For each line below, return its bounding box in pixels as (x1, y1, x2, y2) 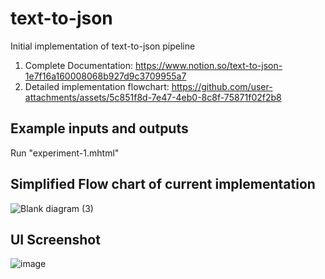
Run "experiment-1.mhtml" (10, 147, 120, 159)
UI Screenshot (10, 231, 101, 248)
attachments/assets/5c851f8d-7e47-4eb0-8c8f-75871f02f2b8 (24, 91, 282, 103)
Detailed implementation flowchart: (24, 80, 170, 92)
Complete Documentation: (24, 59, 134, 71)
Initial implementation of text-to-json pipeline (10, 40, 196, 52)
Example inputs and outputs (10, 120, 189, 137)
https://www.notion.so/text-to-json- (134, 59, 283, 71)
